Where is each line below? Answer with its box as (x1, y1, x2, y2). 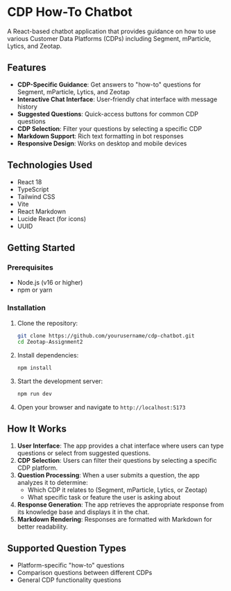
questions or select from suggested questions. (17, 448, 151, 457)
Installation (7, 303, 46, 312)
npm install (17, 364, 52, 371)
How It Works (7, 423, 67, 435)
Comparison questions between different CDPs (17, 568, 153, 576)
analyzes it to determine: (17, 478, 88, 486)
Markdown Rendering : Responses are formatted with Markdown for (17, 515, 212, 523)
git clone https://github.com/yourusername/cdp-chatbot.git (17, 332, 195, 339)
